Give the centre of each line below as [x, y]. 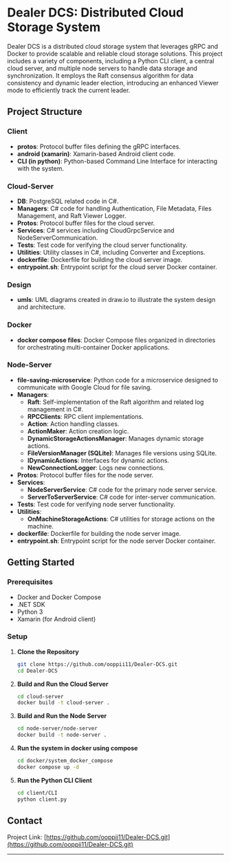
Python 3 [30, 612]
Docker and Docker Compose [59, 597]
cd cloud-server [40, 696]
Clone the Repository [48, 651]
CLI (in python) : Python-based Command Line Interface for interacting [117, 161]
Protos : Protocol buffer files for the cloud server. [86, 223]
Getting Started [41, 562]
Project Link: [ [27, 837]
